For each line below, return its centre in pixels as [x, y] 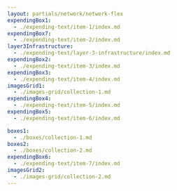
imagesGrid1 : [26, 86]
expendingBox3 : [29, 72]
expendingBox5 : [29, 112]
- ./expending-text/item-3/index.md [67, 66]
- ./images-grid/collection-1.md [62, 92]
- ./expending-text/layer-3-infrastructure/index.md [92, 53]
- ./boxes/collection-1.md [53, 138]
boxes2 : [19, 144]
